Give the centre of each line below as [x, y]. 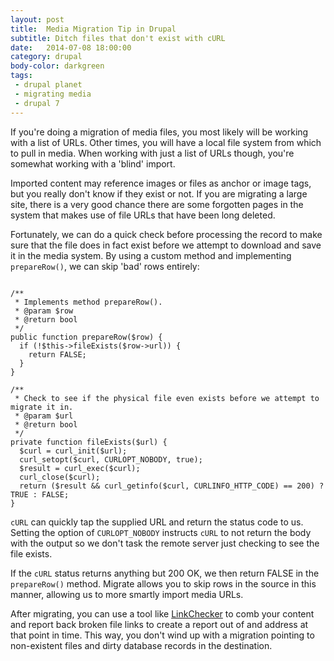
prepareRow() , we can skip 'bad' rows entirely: [105, 266]
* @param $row [44, 311]
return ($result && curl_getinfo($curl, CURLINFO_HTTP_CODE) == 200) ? [172, 486]
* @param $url [44, 416]
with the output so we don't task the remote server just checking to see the [165, 543]
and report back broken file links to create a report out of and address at [159, 624]
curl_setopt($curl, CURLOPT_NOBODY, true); [111, 459]
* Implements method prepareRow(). [88, 302]
